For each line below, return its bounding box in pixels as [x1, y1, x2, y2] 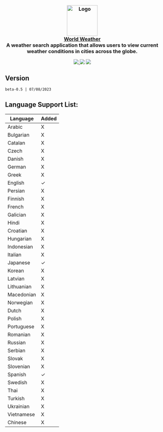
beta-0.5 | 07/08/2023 [5, 87, 51, 92]
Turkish [7, 395, 25, 402]
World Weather [64, 35, 101, 42]
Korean [7, 267, 24, 274]
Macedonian [7, 291, 37, 298]
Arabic [7, 123, 23, 130]
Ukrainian [7, 403, 30, 410]
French [7, 203, 24, 210]
